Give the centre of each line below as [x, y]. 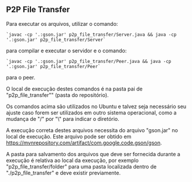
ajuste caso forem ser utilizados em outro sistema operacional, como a [91, 112]
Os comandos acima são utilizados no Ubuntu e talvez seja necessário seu [96, 106]
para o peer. [21, 77]
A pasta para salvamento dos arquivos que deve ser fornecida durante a [93, 154]
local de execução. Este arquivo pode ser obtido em [69, 136]
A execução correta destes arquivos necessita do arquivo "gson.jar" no [92, 130]
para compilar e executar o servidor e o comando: [66, 50]
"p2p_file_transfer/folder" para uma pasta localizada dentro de [81, 166]
